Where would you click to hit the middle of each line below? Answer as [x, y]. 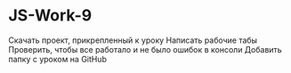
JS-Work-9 [50, 16]
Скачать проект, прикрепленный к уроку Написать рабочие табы [133, 40]
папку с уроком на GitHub [58, 59]
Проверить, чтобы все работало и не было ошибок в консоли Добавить [145, 49]
